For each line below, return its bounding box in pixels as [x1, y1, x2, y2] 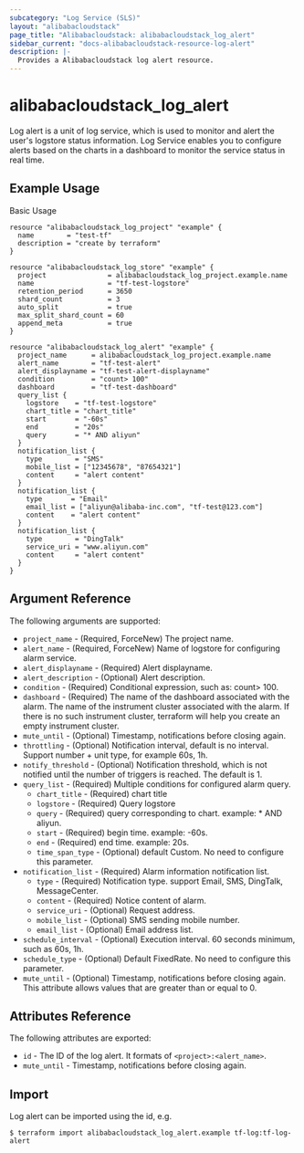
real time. [9, 154, 45, 165]
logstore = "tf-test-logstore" [26, 398, 157, 407]
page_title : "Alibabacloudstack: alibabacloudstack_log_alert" [9, 30, 256, 39]
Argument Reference [9, 591, 131, 607]
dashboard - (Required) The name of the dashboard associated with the [22, 691, 290, 702]
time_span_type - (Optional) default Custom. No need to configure [36, 846, 285, 857]
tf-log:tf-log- [234, 1128, 292, 1137]
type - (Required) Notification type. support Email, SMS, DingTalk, [36, 875, 283, 886]
